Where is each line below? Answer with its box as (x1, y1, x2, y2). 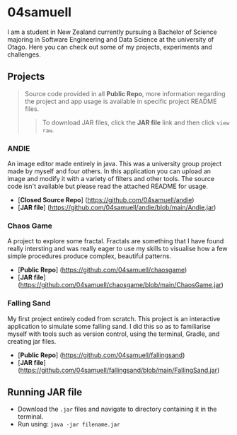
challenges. (7, 50, 41, 59)
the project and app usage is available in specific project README (24, 97, 217, 105)
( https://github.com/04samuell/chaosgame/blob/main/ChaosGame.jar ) (17, 281, 224, 289)
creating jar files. (7, 337, 57, 345)
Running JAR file (7, 386, 83, 398)
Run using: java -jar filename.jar (17, 420, 120, 429)
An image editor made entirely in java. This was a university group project (7, 160, 222, 168)
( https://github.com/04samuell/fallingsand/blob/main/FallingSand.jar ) (17, 366, 220, 374)
